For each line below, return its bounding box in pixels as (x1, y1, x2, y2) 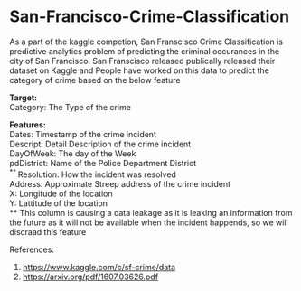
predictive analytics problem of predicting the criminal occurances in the (9, 45, 280, 56)
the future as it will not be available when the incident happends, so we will (9, 217, 288, 228)
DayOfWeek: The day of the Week (9, 147, 136, 159)
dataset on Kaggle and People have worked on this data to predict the (9, 65, 269, 76)
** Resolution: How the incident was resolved (9, 167, 176, 180)
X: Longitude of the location (9, 188, 113, 199)
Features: (9, 119, 47, 130)
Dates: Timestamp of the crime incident (9, 128, 156, 139)
